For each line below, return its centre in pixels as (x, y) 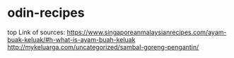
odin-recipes (46, 13)
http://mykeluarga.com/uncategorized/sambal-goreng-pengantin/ (103, 47)
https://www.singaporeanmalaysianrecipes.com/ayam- (147, 32)
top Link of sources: (36, 32)
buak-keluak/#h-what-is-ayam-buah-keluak (71, 39)
